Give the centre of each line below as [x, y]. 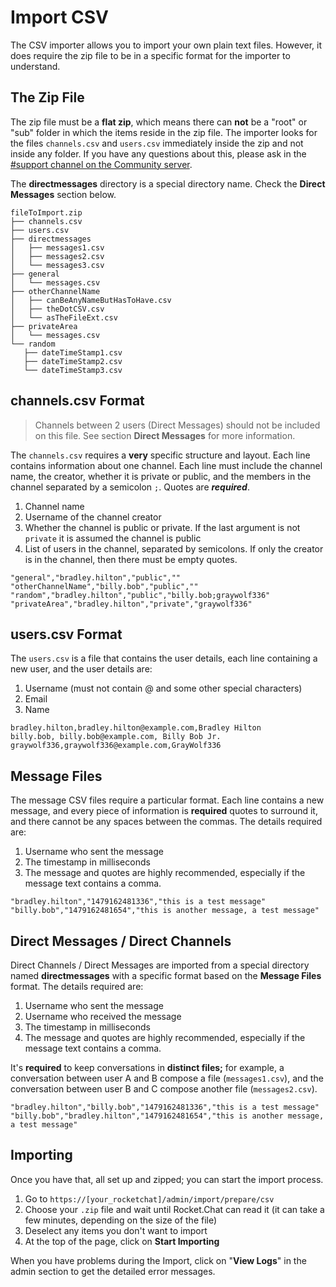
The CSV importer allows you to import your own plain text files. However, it [166, 45]
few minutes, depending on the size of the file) [121, 1220]
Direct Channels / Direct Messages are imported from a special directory [160, 965]
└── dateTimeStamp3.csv [73, 370]
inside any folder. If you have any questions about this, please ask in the [158, 153]
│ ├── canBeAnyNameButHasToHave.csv [91, 300]
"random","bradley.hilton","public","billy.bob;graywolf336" [140, 595]
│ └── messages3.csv [57, 265]
